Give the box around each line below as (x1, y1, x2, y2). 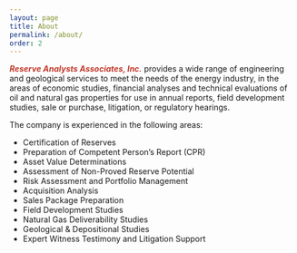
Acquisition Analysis (22, 185, 99, 196)
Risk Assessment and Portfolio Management (22, 176, 189, 187)
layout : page (9, 13, 59, 23)
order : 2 (9, 38, 43, 48)
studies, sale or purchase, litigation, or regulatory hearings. (9, 102, 231, 113)
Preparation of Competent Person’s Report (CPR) (22, 147, 206, 158)
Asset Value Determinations (22, 156, 127, 168)
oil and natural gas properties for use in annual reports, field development (9, 92, 285, 103)
